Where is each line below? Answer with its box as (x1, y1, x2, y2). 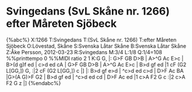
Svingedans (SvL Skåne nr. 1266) (6, 5, 170, 18)
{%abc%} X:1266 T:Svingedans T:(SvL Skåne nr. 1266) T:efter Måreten (6, 36, 177, 43)
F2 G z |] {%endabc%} (6, 79, 61, 86)
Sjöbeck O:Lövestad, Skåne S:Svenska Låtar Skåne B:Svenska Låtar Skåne (6, 43, 186, 49)
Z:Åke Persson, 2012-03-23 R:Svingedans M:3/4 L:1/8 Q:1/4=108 (6, 48, 163, 55)
